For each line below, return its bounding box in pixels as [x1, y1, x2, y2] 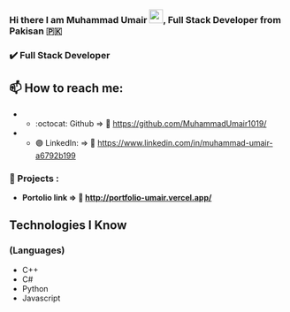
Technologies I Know [9, 217, 127, 233]
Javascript [21, 293, 61, 303]
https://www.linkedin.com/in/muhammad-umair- [96, 137, 273, 148]
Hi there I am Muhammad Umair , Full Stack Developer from [9, 13, 281, 26]
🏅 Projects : [9, 172, 59, 185]
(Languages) [9, 244, 65, 256]
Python [21, 283, 49, 293]
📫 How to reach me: [9, 80, 124, 96]
